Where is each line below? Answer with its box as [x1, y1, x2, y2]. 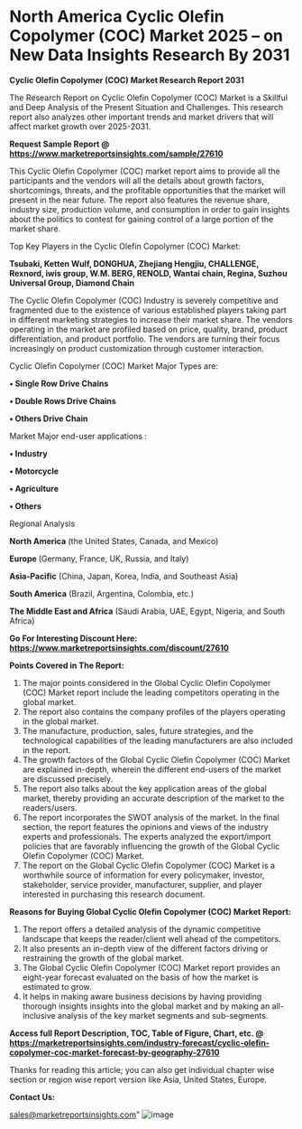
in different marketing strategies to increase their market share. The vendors [9, 314, 293, 325]
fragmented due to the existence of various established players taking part [9, 305, 287, 315]
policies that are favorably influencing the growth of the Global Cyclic [22, 841, 280, 851]
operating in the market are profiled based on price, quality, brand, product [9, 324, 288, 334]
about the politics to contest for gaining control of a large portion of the [9, 213, 274, 224]
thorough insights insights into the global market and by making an [22, 1001, 270, 1011]
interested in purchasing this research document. [22, 889, 206, 899]
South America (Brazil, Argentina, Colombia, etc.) [9, 588, 195, 598]
